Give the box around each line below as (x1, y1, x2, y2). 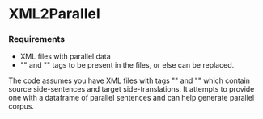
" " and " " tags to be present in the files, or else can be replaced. (19, 60, 235, 70)
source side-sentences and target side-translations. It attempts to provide (8, 84, 255, 94)
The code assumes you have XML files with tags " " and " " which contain (8, 76, 251, 85)
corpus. (8, 101, 35, 111)
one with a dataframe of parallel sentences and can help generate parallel (8, 93, 255, 103)
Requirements (8, 34, 66, 45)
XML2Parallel (8, 5, 100, 23)
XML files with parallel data (19, 51, 111, 61)
